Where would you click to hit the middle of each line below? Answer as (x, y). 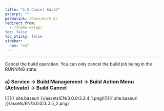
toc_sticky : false (24, 37)
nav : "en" (19, 46)
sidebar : (14, 41)
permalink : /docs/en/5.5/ (31, 18)
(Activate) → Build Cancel (36, 88)
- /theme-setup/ (26, 28)
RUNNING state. (21, 69)
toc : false (16, 32)
